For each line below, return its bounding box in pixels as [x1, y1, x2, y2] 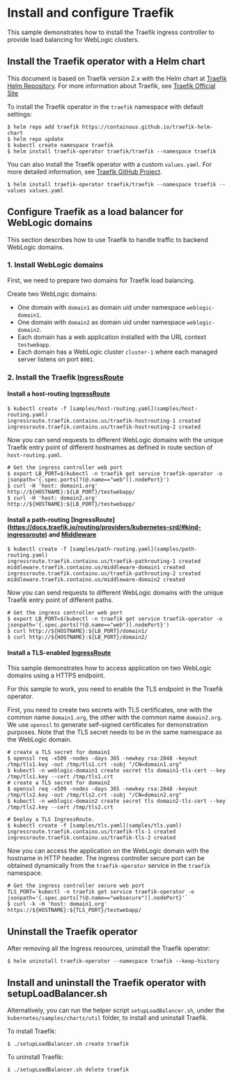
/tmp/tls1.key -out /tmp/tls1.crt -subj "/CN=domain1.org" [7, 761, 182, 768]
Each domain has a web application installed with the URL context [17, 333, 207, 341]
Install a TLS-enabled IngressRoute [7, 648, 111, 657]
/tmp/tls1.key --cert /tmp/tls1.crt [7, 773, 114, 781]
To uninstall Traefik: [7, 1053, 64, 1061]
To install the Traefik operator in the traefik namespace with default [7, 103, 204, 111]
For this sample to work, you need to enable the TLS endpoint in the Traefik [7, 685, 224, 693]
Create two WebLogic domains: [7, 290, 97, 298]
